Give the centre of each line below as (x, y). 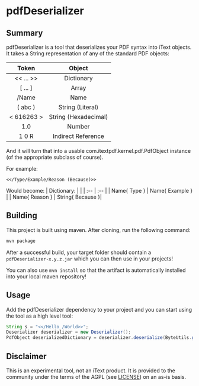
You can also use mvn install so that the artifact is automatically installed (96, 270)
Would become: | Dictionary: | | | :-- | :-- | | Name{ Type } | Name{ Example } (99, 191)
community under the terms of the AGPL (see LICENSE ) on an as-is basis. (96, 376)
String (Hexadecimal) (78, 117)
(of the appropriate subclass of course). (55, 157)
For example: (22, 169)
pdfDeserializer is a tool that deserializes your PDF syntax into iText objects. (99, 47)
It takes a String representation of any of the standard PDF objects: (88, 54)
